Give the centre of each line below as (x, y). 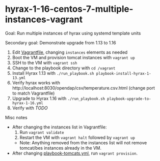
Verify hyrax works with (36, 83)
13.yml (19, 78)
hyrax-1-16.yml (28, 103)
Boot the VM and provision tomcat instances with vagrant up (73, 57)
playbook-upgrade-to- (129, 99)
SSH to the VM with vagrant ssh (45, 63)
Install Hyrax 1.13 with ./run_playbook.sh (53, 73)
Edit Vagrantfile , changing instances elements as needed (70, 52)
